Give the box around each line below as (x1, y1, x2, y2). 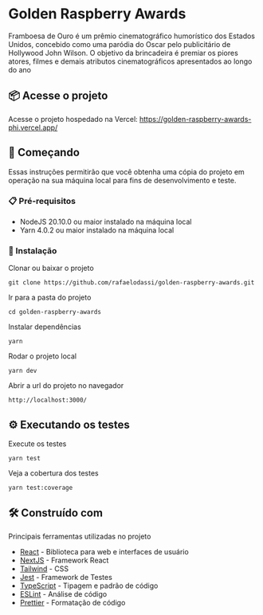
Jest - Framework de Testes (19, 572, 113, 582)
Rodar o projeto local (8, 351, 77, 361)
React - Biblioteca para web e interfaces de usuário (19, 546, 189, 556)
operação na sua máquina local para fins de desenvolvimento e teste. (8, 175, 237, 185)
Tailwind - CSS (19, 563, 69, 574)
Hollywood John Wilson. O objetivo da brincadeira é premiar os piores (8, 48, 239, 57)
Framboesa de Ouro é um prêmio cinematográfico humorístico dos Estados (8, 31, 256, 41)
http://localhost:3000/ (8, 396, 88, 405)
